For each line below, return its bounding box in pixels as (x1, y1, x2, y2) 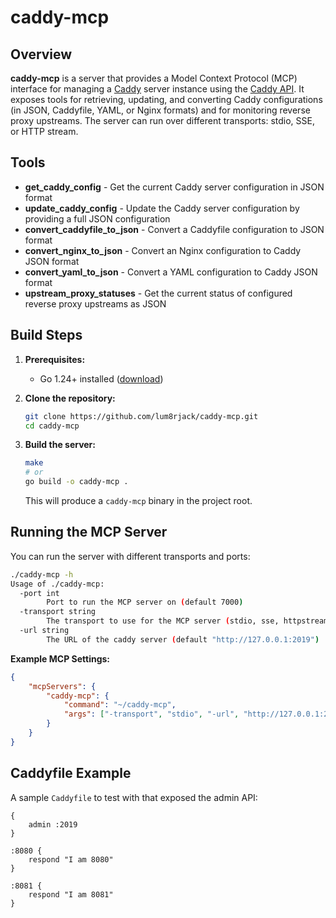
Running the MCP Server (10, 524, 168, 541)
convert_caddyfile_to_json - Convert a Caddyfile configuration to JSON (24, 223, 325, 235)
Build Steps (10, 327, 83, 344)
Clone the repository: (24, 392, 116, 404)
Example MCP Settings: (10, 652, 111, 665)
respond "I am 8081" (28, 889, 114, 900)
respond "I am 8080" (28, 854, 114, 865)
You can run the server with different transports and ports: (10, 550, 251, 562)
